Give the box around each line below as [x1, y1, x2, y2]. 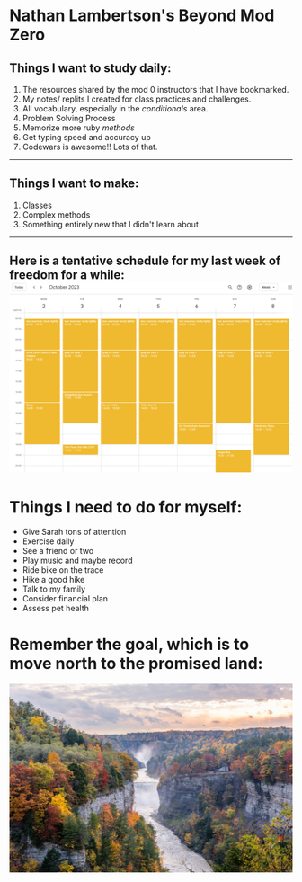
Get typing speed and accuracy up [22, 132, 151, 142]
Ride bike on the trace [22, 565, 104, 575]
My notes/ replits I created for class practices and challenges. [22, 94, 252, 104]
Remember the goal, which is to [9, 635, 250, 655]
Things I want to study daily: [9, 60, 173, 76]
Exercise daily [22, 536, 75, 547]
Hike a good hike [22, 575, 85, 585]
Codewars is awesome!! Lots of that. [22, 141, 158, 152]
